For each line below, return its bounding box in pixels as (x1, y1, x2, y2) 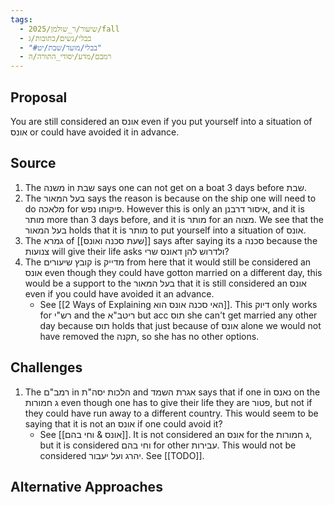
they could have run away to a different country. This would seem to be (24, 407, 319, 419)
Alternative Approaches (10, 478, 163, 495)
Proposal (10, 89, 68, 106)
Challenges (10, 359, 83, 376)
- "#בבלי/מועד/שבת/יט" (19, 42, 103, 53)
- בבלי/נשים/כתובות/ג (19, 33, 92, 43)
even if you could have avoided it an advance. (24, 287, 215, 300)
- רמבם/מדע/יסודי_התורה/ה (19, 52, 112, 62)
